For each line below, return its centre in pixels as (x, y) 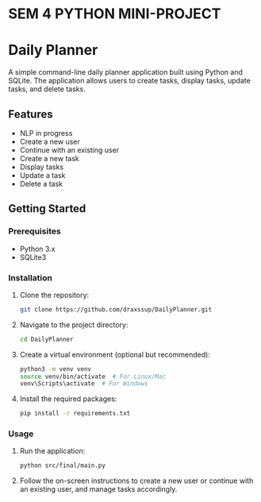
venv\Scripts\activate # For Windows (84, 384)
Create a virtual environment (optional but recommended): (115, 354)
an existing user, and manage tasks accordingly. (98, 489)
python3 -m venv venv (56, 369)
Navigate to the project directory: (74, 324)
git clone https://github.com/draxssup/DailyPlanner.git (116, 309)
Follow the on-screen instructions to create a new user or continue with (136, 481)
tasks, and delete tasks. (47, 89)
